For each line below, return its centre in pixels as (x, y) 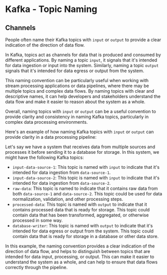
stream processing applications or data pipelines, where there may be (77, 86)
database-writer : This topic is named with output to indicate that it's (82, 226)
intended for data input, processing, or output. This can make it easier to (80, 257)
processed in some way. (37, 220)
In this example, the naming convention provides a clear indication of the (80, 246)
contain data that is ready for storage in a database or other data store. (85, 236)
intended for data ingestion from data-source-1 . (61, 172)
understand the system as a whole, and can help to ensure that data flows (81, 262)
